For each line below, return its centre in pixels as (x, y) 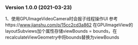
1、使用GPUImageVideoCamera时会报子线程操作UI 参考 (62, 19)
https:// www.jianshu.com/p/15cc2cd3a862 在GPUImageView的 (69, 25)
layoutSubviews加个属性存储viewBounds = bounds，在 (61, 31)
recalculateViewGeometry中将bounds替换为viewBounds (62, 37)
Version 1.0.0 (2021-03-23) (39, 7)
